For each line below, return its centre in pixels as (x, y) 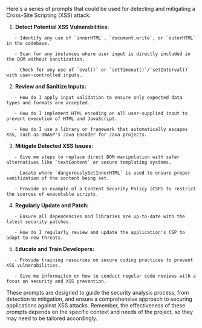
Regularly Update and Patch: (52, 205)
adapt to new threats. (35, 238)
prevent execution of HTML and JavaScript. (62, 119)
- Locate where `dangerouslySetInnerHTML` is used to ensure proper (102, 173)
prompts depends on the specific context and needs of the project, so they (100, 312)
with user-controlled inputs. (44, 75)
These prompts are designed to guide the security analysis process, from (98, 293)
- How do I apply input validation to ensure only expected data (98, 98)
